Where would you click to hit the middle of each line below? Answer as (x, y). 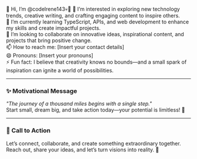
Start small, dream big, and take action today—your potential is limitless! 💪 (96, 110)
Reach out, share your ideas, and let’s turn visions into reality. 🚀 (83, 150)
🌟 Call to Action (28, 130)
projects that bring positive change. (49, 40)
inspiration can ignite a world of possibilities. (60, 70)
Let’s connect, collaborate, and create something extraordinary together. (94, 143)
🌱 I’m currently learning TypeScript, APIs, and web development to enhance (98, 22)
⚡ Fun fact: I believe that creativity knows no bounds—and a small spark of (96, 62)
